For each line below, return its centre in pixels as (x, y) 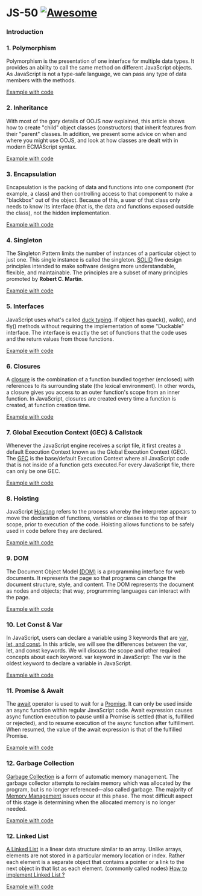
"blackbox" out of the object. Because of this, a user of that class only (93, 200)
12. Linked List (27, 836)
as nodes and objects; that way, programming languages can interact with (98, 591)
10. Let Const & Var (34, 624)
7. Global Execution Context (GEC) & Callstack (74, 432)
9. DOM (17, 558)
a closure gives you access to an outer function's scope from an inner (93, 392)
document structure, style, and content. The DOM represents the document (100, 584)
